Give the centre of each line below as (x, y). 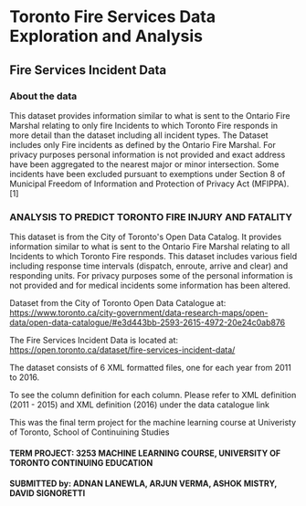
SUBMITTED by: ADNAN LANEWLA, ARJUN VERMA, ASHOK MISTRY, (143, 484)
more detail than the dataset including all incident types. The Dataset (139, 135)
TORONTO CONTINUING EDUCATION (81, 462)
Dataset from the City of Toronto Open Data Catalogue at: (118, 303)
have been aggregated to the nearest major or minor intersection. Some (144, 164)
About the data (43, 96)
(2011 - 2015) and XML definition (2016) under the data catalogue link (140, 405)
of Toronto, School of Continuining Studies (90, 432)
